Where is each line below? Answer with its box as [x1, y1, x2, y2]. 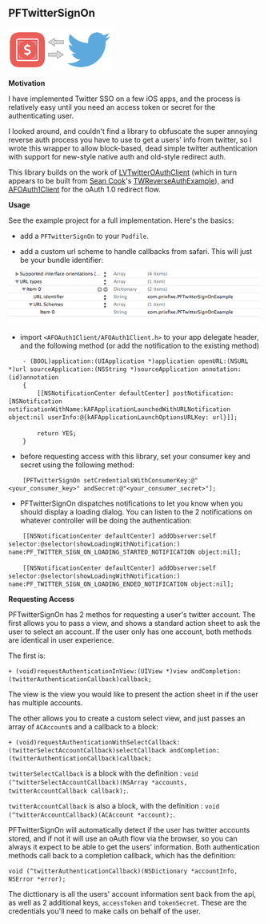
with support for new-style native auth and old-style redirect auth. [8, 151, 226, 161]
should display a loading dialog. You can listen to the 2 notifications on [19, 506, 253, 516]
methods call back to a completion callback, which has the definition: [8, 850, 236, 860]
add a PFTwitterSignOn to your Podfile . [19, 231, 150, 240]
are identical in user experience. [8, 635, 114, 644]
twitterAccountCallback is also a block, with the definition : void [8, 801, 220, 810]
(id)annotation [8, 373, 59, 381]
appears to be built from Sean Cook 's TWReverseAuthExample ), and [8, 176, 234, 185]
